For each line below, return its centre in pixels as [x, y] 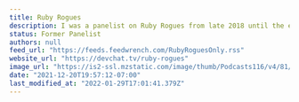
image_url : [29, 67]
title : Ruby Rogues [45, 17]
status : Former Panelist [55, 34]
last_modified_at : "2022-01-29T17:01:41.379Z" [97, 83]
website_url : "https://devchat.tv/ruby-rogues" [99, 59]
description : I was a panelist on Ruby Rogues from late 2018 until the [147, 26]
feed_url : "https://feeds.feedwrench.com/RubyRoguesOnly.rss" [127, 51]
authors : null [36, 42]
